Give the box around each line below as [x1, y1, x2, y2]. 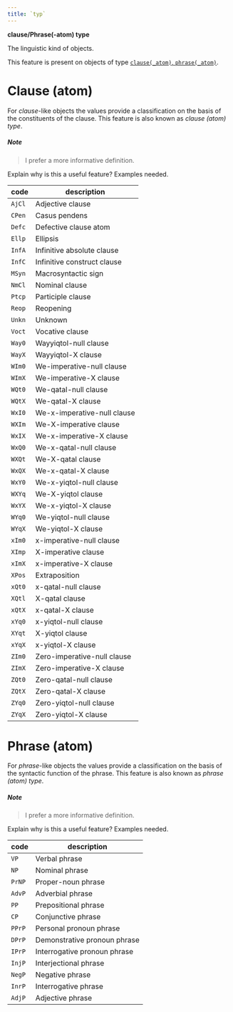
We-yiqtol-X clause [35, 523, 103, 533]
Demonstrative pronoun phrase [35, 935, 140, 945]
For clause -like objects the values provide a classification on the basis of [7, 106, 222, 115]
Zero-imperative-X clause [35, 663, 125, 673]
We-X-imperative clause [35, 419, 120, 429]
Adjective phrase [35, 993, 93, 1003]
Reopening [35, 303, 72, 313]
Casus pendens [35, 210, 88, 220]
